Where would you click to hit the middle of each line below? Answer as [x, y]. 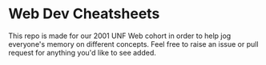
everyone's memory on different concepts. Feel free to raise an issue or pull [133, 44]
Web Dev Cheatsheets [84, 14]
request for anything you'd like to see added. [82, 52]
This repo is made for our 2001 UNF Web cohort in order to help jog [120, 36]
